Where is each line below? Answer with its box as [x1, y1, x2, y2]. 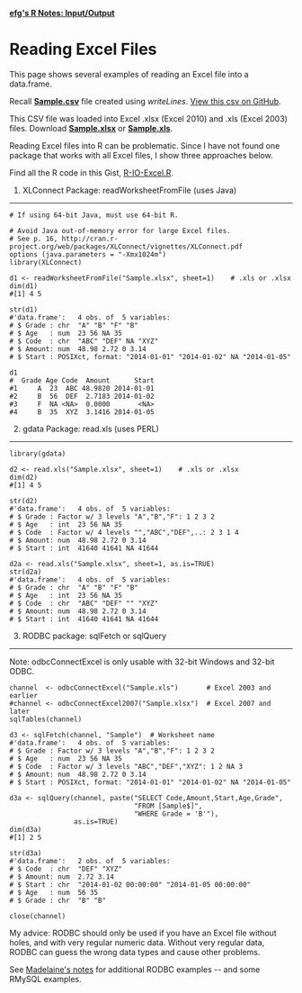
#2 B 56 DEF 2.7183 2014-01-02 [9, 392, 155, 401]
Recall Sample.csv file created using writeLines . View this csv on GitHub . [9, 95, 281, 106]
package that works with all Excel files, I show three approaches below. [9, 149, 274, 160]
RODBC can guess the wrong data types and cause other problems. [9, 946, 261, 957]
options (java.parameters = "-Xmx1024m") [9, 249, 167, 259]
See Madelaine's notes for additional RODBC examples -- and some [9, 963, 261, 975]
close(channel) [9, 911, 67, 921]
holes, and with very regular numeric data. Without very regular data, [9, 936, 265, 948]
